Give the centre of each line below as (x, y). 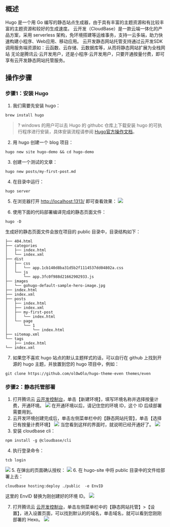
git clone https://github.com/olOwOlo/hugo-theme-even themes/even (78, 373)
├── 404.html (19, 241)
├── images (17, 281)
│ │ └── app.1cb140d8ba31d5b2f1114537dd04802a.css (64, 268)
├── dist (14, 259)
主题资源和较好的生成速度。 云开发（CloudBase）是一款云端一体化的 (86, 28)
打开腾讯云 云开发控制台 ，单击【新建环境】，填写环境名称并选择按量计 (86, 399)
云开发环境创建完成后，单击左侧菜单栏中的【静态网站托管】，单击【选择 (87, 418)
